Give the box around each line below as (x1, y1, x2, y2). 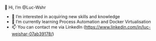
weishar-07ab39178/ (11, 31, 53, 37)
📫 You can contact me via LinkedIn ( (11, 24, 85, 30)
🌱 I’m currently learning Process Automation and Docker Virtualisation (11, 19, 151, 24)
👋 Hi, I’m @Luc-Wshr (4, 5, 46, 10)
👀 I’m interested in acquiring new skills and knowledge (11, 14, 120, 19)
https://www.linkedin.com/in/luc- (85, 24, 151, 30)
